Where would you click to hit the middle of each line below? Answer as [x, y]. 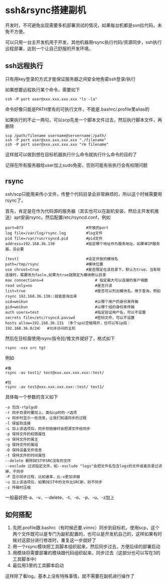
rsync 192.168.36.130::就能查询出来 [41, 296]
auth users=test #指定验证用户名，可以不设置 [76, 312]
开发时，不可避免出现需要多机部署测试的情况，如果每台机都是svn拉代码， [81, 25]
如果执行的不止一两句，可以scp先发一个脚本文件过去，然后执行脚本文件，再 [83, 120]
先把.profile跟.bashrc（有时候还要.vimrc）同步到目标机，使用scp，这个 [86, 528]
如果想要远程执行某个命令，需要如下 [43, 90]
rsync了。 [16, 200]
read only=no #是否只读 [59, 285]
